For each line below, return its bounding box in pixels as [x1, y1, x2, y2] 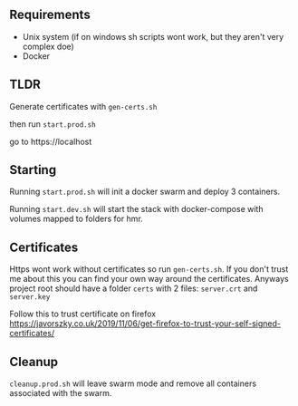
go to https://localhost [9, 136, 92, 147]
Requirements [9, 7, 91, 23]
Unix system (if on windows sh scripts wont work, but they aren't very [22, 31, 284, 42]
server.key [9, 293, 51, 302]
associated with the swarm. [9, 388, 112, 399]
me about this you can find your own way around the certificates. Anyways [9, 274, 289, 285]
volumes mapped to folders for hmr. [9, 213, 143, 225]
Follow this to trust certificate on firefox [9, 308, 157, 320]
